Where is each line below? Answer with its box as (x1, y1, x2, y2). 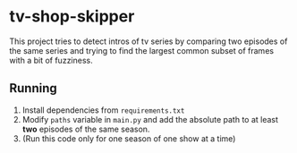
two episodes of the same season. (21, 123, 150, 134)
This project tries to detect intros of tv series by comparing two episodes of (9, 36, 288, 47)
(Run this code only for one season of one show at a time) (21, 132, 236, 144)
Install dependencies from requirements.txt (21, 105, 185, 115)
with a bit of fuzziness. (9, 55, 93, 65)
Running (9, 81, 58, 96)
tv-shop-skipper (9, 6, 135, 27)
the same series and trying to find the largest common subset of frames (9, 45, 275, 55)
